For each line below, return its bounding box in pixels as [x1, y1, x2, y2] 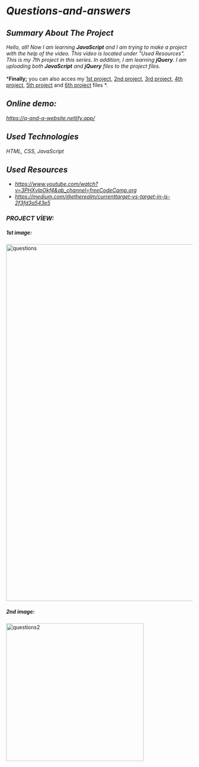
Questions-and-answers [6, 4, 131, 18]
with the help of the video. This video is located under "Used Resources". [6, 50, 185, 57]
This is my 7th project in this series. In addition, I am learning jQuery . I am [6, 56, 187, 63]
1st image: [6, 229, 33, 236]
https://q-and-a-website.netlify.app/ [6, 114, 95, 121]
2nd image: [6, 608, 35, 615]
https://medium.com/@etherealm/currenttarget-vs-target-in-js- [14, 193, 171, 200]
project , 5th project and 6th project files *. [6, 81, 108, 89]
